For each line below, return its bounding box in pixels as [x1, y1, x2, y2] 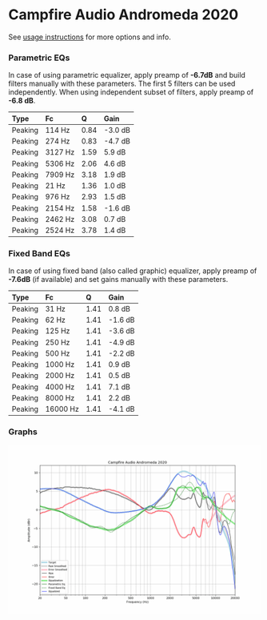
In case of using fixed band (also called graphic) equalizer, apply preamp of [8, 266, 257, 276]
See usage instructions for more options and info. [8, 32, 172, 42]
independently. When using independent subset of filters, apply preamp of [8, 87, 254, 97]
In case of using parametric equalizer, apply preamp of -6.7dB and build [8, 70, 246, 80]
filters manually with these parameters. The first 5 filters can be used [8, 79, 236, 89]
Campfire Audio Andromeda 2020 [8, 6, 239, 24]
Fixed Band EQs [8, 248, 70, 259]
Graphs [8, 426, 38, 437]
